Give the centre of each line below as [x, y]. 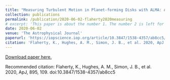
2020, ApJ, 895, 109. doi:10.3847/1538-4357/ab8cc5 [60, 72]
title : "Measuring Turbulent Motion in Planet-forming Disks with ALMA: [83, 10]
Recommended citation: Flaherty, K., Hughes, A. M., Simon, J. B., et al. [78, 66]
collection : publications [32, 15]
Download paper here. [29, 57]
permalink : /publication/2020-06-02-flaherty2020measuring [69, 19]
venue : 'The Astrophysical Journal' [44, 33]
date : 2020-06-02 [24, 29]
